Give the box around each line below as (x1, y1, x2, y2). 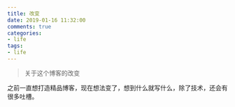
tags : (7, 42, 23, 49)
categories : (7, 29, 42, 37)
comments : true (7, 23, 52, 30)
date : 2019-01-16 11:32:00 (7, 17, 86, 24)
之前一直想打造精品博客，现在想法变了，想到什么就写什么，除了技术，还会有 (7, 83, 228, 92)
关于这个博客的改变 (24, 69, 80, 77)
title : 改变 (7, 10, 40, 17)
